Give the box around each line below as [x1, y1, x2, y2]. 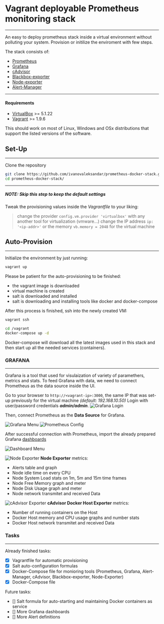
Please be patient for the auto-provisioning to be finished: [5, 273, 121, 279]
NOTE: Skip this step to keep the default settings [5, 191, 106, 197]
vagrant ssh [5, 317, 29, 322]
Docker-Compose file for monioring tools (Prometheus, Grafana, [12, 568, 142, 574]
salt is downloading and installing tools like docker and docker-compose [12, 298, 158, 304]
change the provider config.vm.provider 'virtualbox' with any [17, 213, 145, 219]
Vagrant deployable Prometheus [5, 3, 139, 14]
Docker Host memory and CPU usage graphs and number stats [12, 515, 140, 520]
